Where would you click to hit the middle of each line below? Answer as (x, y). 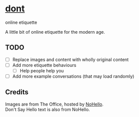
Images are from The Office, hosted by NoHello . (54, 104)
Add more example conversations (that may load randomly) (73, 76)
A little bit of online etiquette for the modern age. (55, 32)
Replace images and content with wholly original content (70, 59)
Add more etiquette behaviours (44, 65)
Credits (17, 92)
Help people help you (42, 70)
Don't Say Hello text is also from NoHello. (48, 109)
